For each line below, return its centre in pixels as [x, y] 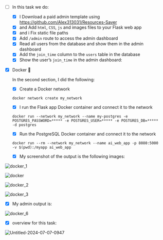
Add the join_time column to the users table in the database [80, 54]
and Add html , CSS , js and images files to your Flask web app [81, 27]
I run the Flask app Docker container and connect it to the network [86, 107]
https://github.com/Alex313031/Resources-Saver [68, 22]
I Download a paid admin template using [60, 17]
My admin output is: [32, 204]
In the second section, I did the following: [53, 79]
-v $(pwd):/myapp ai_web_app [42, 147]
